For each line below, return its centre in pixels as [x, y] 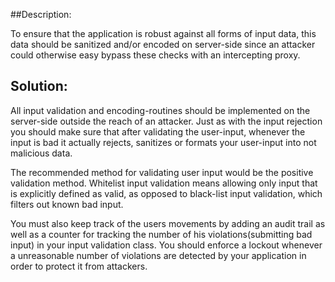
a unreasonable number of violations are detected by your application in [158, 255]
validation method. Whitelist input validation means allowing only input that [164, 183]
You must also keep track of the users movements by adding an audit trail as [168, 223]
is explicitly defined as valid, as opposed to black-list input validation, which [166, 193]
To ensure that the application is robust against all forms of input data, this [163, 33]
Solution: [39, 86]
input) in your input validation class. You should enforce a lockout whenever [166, 245]
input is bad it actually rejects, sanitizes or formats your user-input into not [163, 142]
